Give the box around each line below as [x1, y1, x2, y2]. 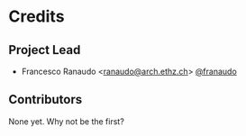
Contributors [8, 92, 83, 107]
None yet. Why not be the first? [8, 115, 125, 127]
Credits [8, 6, 65, 27]
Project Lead [8, 42, 81, 58]
